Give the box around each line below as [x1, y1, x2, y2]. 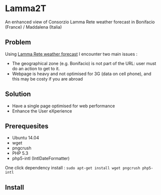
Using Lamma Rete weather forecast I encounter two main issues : [5, 51, 138, 57]
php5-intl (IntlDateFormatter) [12, 156, 70, 162]
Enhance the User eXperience [12, 108, 72, 114]
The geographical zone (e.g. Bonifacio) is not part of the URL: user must [12, 60, 157, 66]
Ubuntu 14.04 [12, 135, 39, 141]
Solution [5, 90, 31, 98]
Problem [5, 38, 32, 47]
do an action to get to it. [12, 65, 60, 71]
